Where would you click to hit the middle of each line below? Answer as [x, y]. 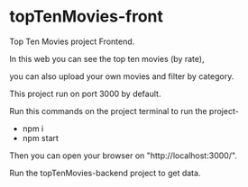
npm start [40, 138]
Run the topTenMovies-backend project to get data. [105, 173]
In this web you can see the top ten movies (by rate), [107, 58]
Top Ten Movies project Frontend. [72, 41]
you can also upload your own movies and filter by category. [122, 76]
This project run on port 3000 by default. [85, 93]
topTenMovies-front [87, 17]
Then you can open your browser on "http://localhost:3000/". [123, 156]
